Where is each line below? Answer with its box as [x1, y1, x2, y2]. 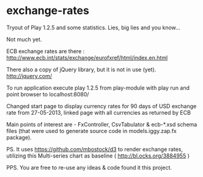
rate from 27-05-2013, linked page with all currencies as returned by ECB [6, 109, 191, 116]
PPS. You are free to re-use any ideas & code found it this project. [6, 164, 172, 171]
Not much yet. [6, 35, 42, 43]
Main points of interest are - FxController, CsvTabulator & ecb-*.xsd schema [6, 120, 197, 128]
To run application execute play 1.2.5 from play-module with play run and [6, 84, 190, 92]
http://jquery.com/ [6, 72, 53, 79]
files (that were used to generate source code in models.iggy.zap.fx [6, 127, 177, 134]
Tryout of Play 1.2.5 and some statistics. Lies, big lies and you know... [6, 24, 180, 31]
